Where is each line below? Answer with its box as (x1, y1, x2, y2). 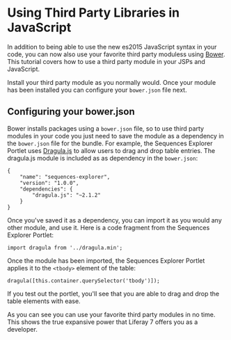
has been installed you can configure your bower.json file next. (7, 86, 187, 94)
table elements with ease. (7, 297, 81, 305)
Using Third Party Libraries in (7, 5, 180, 21)
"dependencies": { (19, 186, 73, 193)
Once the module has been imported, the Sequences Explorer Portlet (7, 256, 205, 265)
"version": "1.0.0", (19, 179, 79, 186)
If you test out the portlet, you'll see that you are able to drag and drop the (7, 289, 220, 298)
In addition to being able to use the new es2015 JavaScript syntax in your (7, 42, 217, 51)
